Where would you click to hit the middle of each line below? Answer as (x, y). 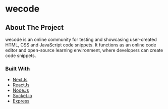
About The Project (35, 28)
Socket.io (22, 96)
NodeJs (21, 90)
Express (21, 101)
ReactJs (21, 85)
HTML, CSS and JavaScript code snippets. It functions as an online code (81, 45)
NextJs (20, 80)
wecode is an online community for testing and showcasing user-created (81, 39)
